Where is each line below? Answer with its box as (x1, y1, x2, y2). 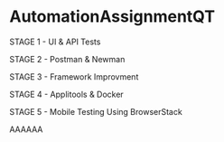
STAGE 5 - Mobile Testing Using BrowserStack (9, 106, 182, 117)
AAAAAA (9, 124, 43, 135)
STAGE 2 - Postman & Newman (9, 53, 126, 64)
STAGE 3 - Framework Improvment (9, 71, 139, 82)
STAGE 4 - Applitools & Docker (9, 89, 124, 99)
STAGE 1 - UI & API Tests (9, 36, 101, 47)
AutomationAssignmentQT (9, 6, 215, 27)
